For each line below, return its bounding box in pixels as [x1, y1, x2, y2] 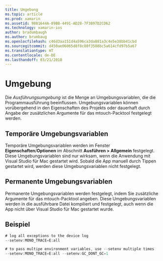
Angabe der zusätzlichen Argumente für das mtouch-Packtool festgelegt [5, 110, 152, 116]
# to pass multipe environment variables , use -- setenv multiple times [5, 247, 154, 252]
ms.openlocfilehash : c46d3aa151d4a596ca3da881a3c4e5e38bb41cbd [5, 39, 137, 44]
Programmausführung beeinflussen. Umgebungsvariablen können [5, 100, 139, 106]
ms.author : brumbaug [5, 35, 47, 40]
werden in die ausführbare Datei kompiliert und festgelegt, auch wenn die [5, 201, 153, 207]
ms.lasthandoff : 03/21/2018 [5, 57, 63, 62]
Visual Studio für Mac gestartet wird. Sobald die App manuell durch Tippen [5, 158, 157, 164]
